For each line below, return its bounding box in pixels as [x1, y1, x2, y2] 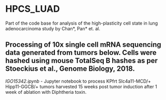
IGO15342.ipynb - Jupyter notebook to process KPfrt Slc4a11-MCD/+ [5, 78, 152, 84]
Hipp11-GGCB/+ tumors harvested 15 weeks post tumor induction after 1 [5, 83, 158, 90]
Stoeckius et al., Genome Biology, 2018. [5, 65, 135, 73]
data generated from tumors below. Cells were [5, 48, 157, 57]
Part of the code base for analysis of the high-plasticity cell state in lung [5, 20, 158, 26]
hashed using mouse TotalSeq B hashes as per [5, 56, 158, 65]
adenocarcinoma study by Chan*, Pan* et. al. [5, 25, 100, 31]
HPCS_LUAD [5, 3, 60, 15]
